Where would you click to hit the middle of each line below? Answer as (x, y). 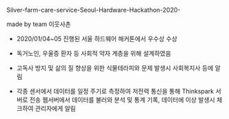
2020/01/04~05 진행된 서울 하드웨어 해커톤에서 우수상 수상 (97, 39)
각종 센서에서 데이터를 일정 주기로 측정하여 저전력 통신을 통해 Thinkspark (115, 91)
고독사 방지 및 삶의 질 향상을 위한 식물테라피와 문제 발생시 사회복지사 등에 (115, 68)
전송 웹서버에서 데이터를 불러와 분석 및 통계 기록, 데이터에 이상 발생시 (122, 100)
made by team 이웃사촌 (39, 24)
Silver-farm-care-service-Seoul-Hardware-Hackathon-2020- (93, 10)
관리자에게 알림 (56, 108)
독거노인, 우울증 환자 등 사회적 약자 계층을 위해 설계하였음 (94, 53)
